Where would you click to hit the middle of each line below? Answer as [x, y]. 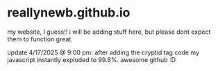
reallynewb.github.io [69, 13]
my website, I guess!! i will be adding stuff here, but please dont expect [109, 32]
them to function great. [40, 39]
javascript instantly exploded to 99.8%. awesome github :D [91, 59]
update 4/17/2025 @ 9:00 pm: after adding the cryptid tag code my [103, 52]
